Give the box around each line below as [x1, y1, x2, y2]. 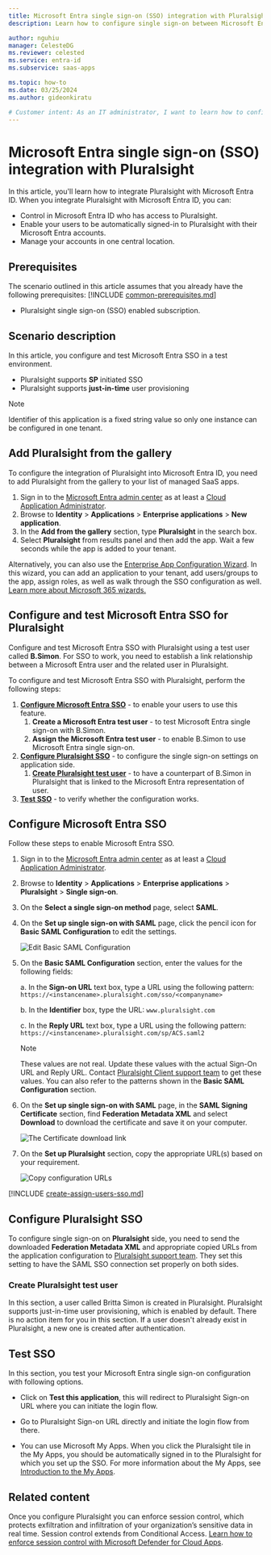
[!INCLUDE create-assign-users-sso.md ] [8, 1188, 144, 1199]
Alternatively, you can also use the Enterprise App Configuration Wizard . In [8, 559, 257, 569]
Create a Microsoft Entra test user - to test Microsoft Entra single [31, 716, 252, 727]
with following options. [8, 1377, 84, 1387]
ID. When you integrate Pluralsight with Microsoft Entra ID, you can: [8, 195, 231, 205]
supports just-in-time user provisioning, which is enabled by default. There [8, 1306, 257, 1316]
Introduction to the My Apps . [19, 1467, 115, 1477]
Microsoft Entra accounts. [19, 228, 106, 238]
